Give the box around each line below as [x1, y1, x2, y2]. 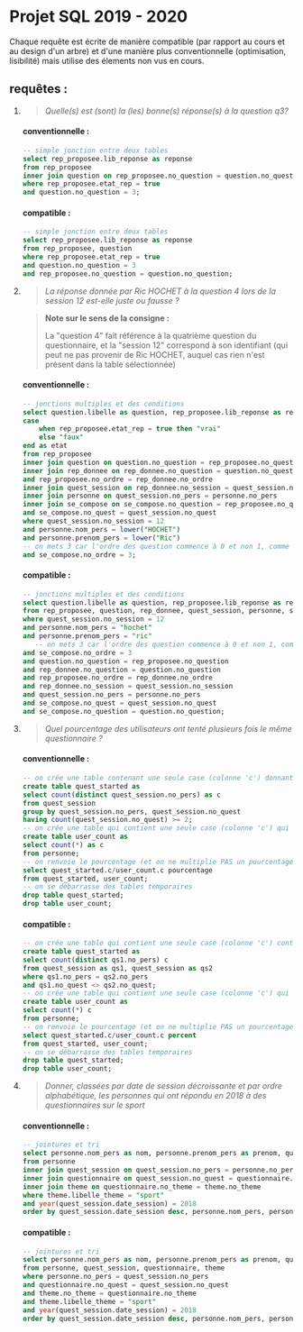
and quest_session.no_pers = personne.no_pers [22, 690, 201, 699]
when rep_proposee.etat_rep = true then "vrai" [39, 424, 221, 433]
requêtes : [9, 81, 69, 96]
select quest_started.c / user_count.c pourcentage [22, 865, 214, 875]
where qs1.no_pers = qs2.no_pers [22, 972, 149, 981]
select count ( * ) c [22, 1006, 92, 1015]
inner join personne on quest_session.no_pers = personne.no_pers [22, 491, 278, 501]
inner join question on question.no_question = [22, 458, 205, 467]
